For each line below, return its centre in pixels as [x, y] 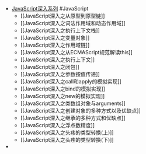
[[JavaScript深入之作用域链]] [55, 45]
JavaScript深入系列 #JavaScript [50, 8]
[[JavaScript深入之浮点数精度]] [58, 125]
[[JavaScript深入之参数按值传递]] [60, 74]
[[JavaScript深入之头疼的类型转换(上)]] [67, 132]
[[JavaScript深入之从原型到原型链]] [62, 16]
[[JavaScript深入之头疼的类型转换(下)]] [67, 140]
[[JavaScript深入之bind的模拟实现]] [63, 89]
